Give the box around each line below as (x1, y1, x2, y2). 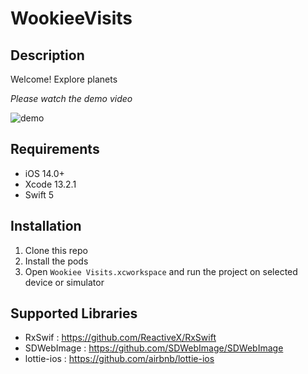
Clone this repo (24, 244, 88, 256)
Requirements (10, 141, 100, 158)
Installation (10, 218, 82, 235)
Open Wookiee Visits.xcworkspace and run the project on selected (24, 265, 298, 277)
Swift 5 (24, 188, 55, 201)
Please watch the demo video (10, 93, 133, 104)
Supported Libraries (10, 305, 138, 322)
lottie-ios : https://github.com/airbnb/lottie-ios (24, 353, 215, 365)
